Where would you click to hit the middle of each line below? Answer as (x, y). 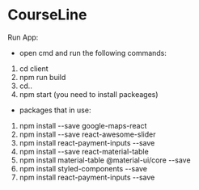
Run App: (23, 37)
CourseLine (47, 15)
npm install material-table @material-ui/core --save (105, 160)
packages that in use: (55, 110)
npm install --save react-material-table (84, 151)
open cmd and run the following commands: (93, 53)
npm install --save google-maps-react (83, 125)
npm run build (42, 77)
